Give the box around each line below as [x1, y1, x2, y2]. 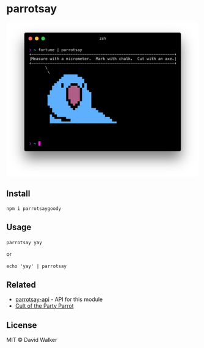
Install [6, 189, 31, 199]
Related [6, 280, 37, 290]
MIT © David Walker [6, 336, 57, 344]
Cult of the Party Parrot [15, 302, 75, 310]
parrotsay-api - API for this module [15, 295, 103, 303]
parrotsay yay [6, 239, 43, 245]
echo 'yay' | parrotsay [6, 263, 67, 269]
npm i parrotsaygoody [6, 205, 62, 212]
